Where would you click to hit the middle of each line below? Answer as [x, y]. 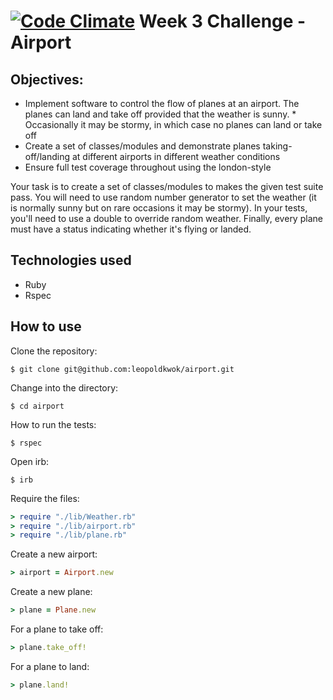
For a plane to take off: [57, 629]
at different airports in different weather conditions [176, 156]
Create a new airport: [54, 554]
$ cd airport [37, 406]
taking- [277, 146]
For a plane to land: [50, 666]
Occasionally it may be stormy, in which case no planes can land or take [173, 124]
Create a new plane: [51, 592]
